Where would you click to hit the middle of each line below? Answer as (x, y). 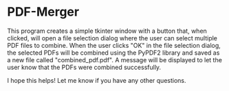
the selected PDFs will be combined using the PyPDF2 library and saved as (113, 53)
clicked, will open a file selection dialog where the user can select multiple (112, 38)
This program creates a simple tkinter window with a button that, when (107, 31)
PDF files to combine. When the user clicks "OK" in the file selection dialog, (114, 45)
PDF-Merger (43, 12)
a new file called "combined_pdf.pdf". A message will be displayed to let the (115, 60)
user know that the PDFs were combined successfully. (84, 67)
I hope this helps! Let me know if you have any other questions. (97, 80)
